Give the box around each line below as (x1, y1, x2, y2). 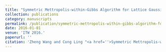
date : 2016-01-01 (5, 26, 41, 31)
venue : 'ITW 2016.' (5, 30, 45, 35)
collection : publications (5, 12, 58, 17)
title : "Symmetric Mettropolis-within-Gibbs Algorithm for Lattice (5, 7, 147, 12)
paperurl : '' (5, 35, 32, 40)
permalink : (5, 21, 28, 26)
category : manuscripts (5, 16, 52, 21)
